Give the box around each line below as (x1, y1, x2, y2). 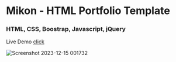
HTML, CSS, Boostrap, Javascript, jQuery (6, 25, 126, 33)
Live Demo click (6, 38, 45, 45)
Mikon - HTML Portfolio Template (6, 4, 171, 18)
